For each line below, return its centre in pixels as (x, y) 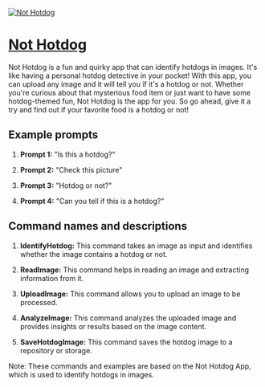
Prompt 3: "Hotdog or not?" (66, 185)
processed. (39, 302)
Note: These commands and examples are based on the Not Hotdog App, (130, 366)
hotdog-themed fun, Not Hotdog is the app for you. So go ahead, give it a (130, 101)
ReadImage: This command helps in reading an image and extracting (134, 270)
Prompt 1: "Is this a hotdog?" (67, 154)
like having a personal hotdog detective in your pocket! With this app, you (130, 75)
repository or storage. (56, 350)
